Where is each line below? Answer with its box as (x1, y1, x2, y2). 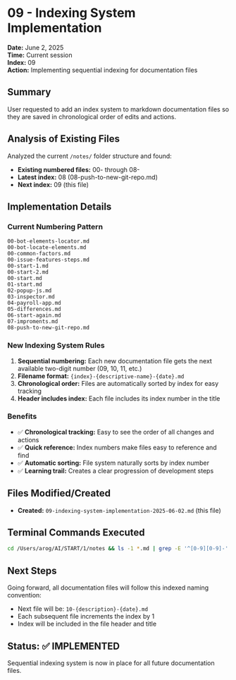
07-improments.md (7, 318, 58, 325)
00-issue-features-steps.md (7, 256, 90, 264)
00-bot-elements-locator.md (7, 238, 90, 245)
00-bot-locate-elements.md (7, 244, 87, 251)
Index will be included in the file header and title (17, 619, 157, 629)
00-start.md (7, 275, 42, 282)
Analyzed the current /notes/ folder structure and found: (7, 152, 173, 160)
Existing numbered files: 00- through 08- (17, 165, 140, 174)
